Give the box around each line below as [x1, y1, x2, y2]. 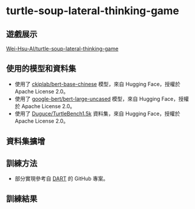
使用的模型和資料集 [6, 64, 76, 74]
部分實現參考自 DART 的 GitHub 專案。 [14, 175, 109, 182]
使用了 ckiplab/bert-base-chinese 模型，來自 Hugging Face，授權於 [14, 80, 181, 87]
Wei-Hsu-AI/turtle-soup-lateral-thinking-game [6, 45, 119, 52]
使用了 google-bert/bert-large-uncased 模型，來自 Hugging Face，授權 [14, 95, 189, 102]
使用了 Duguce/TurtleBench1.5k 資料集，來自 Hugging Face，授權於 [14, 110, 180, 117]
